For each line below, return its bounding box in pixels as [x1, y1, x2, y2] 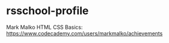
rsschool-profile [6, 4, 89, 18]
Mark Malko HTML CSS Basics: [6, 24, 83, 31]
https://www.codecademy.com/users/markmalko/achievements [6, 29, 163, 37]
